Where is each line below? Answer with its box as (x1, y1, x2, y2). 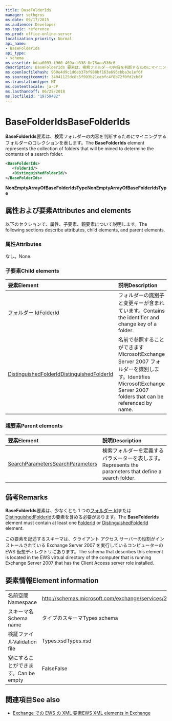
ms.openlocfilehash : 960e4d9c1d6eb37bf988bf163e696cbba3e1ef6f (5, 70, 143, 75)
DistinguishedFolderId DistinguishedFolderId (8, 371, 114, 378)
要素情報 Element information (5, 576, 99, 585)
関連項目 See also (5, 695, 60, 704)
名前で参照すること (118, 336, 165, 344)
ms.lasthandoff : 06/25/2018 (5, 88, 66, 94)
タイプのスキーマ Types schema (41, 615, 118, 622)
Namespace (8, 599, 37, 606)
